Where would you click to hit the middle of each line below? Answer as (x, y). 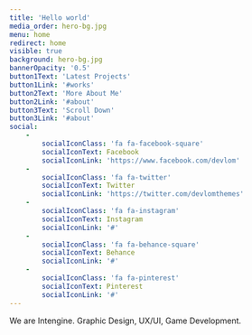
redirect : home (38, 43)
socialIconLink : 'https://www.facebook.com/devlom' (141, 160)
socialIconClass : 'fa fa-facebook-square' (123, 144)
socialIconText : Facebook (91, 152)
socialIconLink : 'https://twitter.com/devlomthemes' (143, 194)
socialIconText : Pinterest (93, 286)
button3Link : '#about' (52, 118)
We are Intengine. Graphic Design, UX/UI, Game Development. (126, 321)
